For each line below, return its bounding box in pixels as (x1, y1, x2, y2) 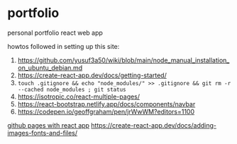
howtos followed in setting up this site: (7, 42, 120, 50)
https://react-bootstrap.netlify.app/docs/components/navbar (17, 99, 196, 108)
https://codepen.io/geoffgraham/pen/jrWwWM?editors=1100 (17, 107, 195, 116)
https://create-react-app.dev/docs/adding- (91, 121, 216, 129)
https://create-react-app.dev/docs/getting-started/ (17, 71, 167, 79)
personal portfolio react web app (7, 28, 103, 37)
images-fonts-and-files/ (7, 128, 78, 137)
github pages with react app (7, 121, 90, 129)
